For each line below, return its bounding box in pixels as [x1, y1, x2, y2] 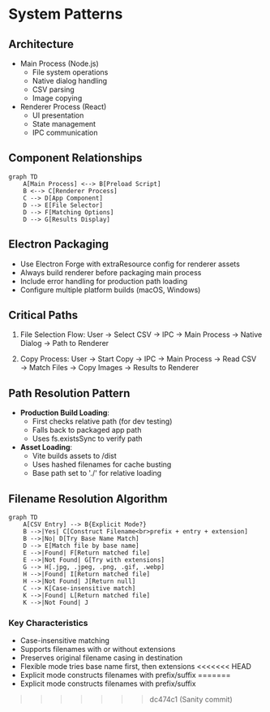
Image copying [32, 93, 83, 102]
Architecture [8, 37, 75, 51]
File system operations [32, 67, 109, 77]
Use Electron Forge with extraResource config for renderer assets [19, 259, 241, 269]
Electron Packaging [8, 237, 109, 252]
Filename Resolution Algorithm [8, 492, 168, 506]
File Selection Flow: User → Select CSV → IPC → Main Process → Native [19, 330, 263, 339]
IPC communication [32, 127, 98, 137]
